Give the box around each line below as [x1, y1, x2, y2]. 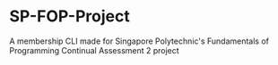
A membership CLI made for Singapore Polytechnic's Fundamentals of [9, 36, 269, 46]
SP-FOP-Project [9, 6, 130, 27]
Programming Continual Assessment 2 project [9, 45, 179, 55]
